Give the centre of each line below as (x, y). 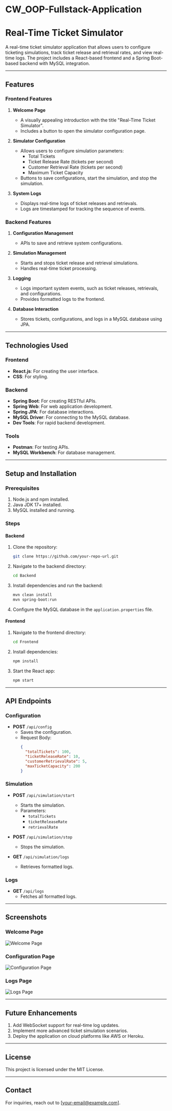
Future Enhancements (41, 1013)
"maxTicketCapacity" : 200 (52, 766)
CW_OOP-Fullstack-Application (74, 9)
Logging (22, 278)
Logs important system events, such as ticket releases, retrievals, (89, 289)
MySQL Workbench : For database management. (64, 452)
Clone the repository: (35, 547)
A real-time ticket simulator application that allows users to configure (78, 47)
